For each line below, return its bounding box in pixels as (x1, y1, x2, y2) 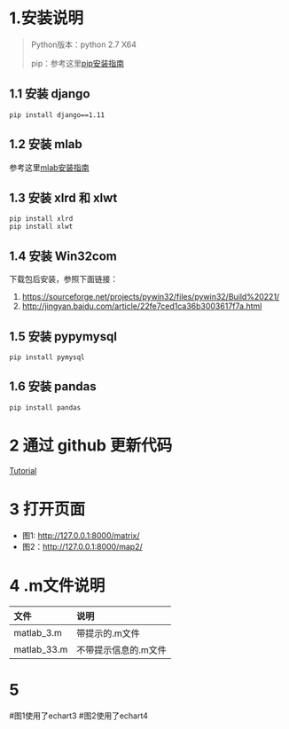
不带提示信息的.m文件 (76, 644, 167, 656)
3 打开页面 (9, 498, 86, 519)
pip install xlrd (9, 215, 74, 223)
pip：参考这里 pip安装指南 (30, 58, 124, 68)
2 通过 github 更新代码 (9, 435, 173, 455)
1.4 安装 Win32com (9, 248, 117, 263)
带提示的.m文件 (76, 627, 140, 639)
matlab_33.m (13, 643, 68, 655)
